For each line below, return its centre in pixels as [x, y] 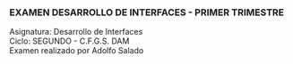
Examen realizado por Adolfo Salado [77, 51]
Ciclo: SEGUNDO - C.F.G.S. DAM [69, 41]
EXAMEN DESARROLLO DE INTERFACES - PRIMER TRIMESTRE [147, 12]
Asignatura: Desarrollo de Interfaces [76, 32]
